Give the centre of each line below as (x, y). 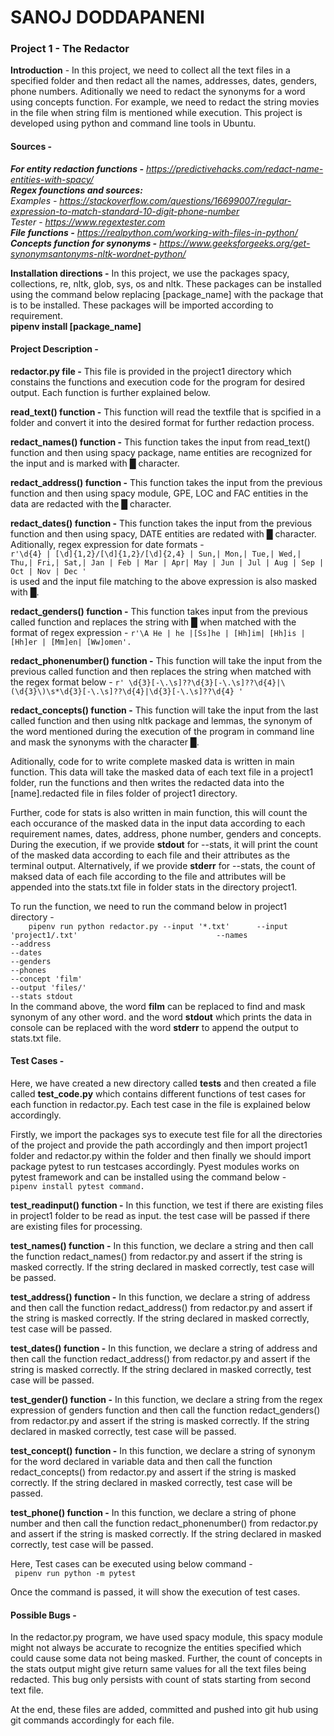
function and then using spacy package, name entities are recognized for (161, 452)
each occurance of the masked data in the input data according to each (158, 823)
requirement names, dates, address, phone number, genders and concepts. (166, 833)
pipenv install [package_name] (76, 326)
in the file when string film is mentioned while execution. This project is (156, 113)
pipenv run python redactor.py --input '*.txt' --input (158, 926)
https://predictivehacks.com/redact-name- (234, 168)
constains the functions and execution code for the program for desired (158, 382)
